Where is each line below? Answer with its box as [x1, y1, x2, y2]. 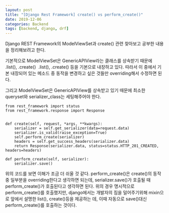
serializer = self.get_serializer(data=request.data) [14, 126, 130, 131]
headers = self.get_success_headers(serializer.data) [14, 139, 130, 144]
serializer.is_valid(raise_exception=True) [14, 130, 107, 135]
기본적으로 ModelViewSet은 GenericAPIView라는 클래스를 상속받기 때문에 [5, 58, 152, 64]
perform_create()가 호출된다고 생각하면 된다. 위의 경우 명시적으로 [5, 183, 135, 189]
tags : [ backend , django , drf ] [5, 26, 69, 31]
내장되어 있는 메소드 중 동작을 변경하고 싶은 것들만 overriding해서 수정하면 [10, 70, 157, 76]
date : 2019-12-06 [5, 17, 42, 22]
